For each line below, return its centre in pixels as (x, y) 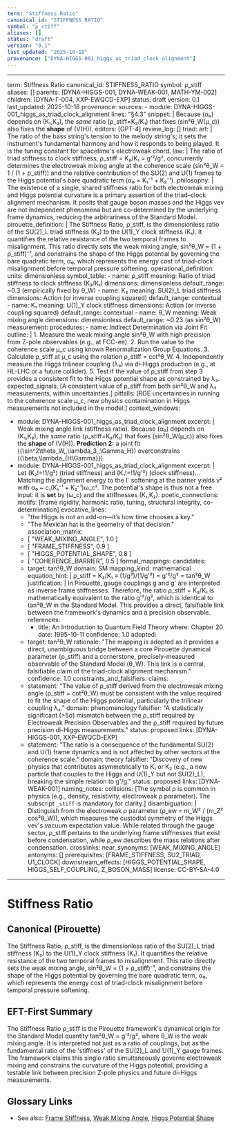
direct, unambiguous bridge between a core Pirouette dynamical (119, 649)
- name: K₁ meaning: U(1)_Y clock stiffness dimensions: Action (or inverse (112, 305)
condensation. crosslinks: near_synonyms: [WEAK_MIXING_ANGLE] (124, 847)
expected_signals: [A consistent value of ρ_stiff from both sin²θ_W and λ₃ (112, 386)
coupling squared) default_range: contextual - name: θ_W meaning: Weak (112, 312)
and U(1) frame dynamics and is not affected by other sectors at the (124, 752)
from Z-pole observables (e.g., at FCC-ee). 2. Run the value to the (101, 342)
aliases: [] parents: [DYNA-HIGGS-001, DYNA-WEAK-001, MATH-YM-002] (112, 92)
